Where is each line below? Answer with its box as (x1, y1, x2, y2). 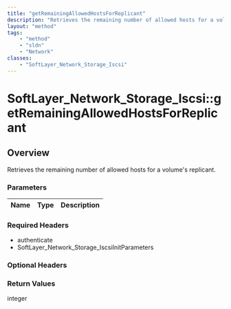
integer (7, 295, 27, 303)
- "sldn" (19, 42, 45, 49)
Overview (7, 147, 50, 159)
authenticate (16, 236, 53, 244)
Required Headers (7, 220, 69, 230)
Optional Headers (7, 260, 67, 270)
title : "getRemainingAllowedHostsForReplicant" (7, 10, 146, 17)
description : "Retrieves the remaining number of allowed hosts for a (7, 16, 214, 23)
